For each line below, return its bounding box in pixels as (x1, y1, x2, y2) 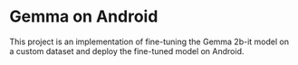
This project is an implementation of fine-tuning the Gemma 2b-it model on (9, 36, 290, 47)
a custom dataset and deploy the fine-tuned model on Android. (9, 45, 245, 56)
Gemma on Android (9, 6, 159, 27)
